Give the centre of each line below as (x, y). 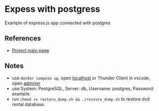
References (23, 38)
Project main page (30, 50)
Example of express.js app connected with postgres (58, 23)
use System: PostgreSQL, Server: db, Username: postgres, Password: (83, 88)
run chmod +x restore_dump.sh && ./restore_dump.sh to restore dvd (80, 99)
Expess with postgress (53, 9)
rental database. (28, 104)
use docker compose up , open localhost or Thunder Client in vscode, (81, 78)
